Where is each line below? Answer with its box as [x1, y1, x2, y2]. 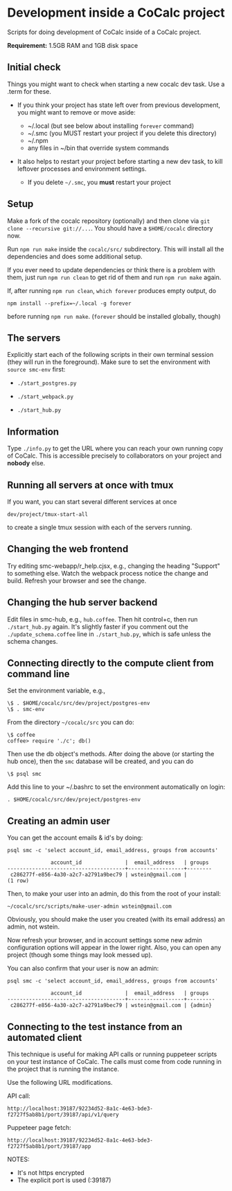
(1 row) [7, 877, 30, 885]
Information [7, 426, 60, 438]
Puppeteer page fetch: [7, 1124, 71, 1132]
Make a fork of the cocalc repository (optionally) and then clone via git [7, 217, 211, 225]
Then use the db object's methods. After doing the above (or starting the [7, 750, 215, 758]
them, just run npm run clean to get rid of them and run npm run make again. [7, 273, 222, 281]
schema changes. [7, 637, 58, 645]
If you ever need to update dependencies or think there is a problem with [7, 265, 215, 274]
